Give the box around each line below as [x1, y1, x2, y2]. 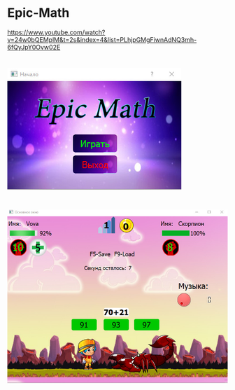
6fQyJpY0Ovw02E [7, 43, 61, 51]
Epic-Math [7, 5, 70, 21]
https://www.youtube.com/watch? [7, 28, 106, 36]
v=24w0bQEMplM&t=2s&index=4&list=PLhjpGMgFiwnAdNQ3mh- [7, 35, 197, 43]
